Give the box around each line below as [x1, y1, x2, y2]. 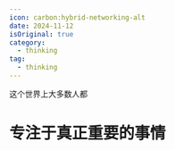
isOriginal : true [9, 29, 74, 38]
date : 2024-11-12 [9, 21, 74, 30]
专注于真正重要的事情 [9, 123, 167, 144]
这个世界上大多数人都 [9, 88, 87, 99]
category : [9, 37, 46, 47]
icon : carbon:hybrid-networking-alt [9, 12, 146, 22]
